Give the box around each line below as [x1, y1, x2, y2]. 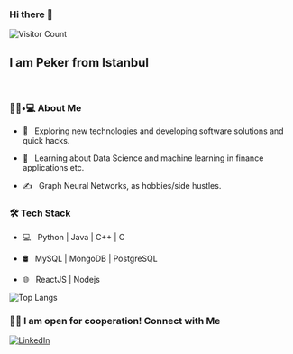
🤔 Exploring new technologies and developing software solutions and [22, 126, 284, 136]
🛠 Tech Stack [9, 207, 71, 219]
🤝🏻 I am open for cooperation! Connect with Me [9, 314, 221, 327]
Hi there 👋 [9, 8, 54, 21]
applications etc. [22, 163, 85, 173]
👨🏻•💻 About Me [9, 102, 82, 115]
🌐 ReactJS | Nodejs [22, 274, 101, 284]
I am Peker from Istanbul [9, 54, 150, 70]
